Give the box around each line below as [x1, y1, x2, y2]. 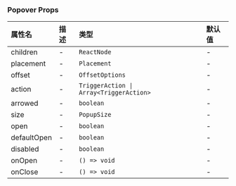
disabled [11, 144, 39, 154]
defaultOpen [11, 132, 53, 142]
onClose [11, 167, 39, 177]
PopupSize [78, 111, 112, 119]
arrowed [11, 99, 39, 108]
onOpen [11, 156, 37, 166]
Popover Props [7, 5, 59, 15]
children [11, 47, 38, 57]
